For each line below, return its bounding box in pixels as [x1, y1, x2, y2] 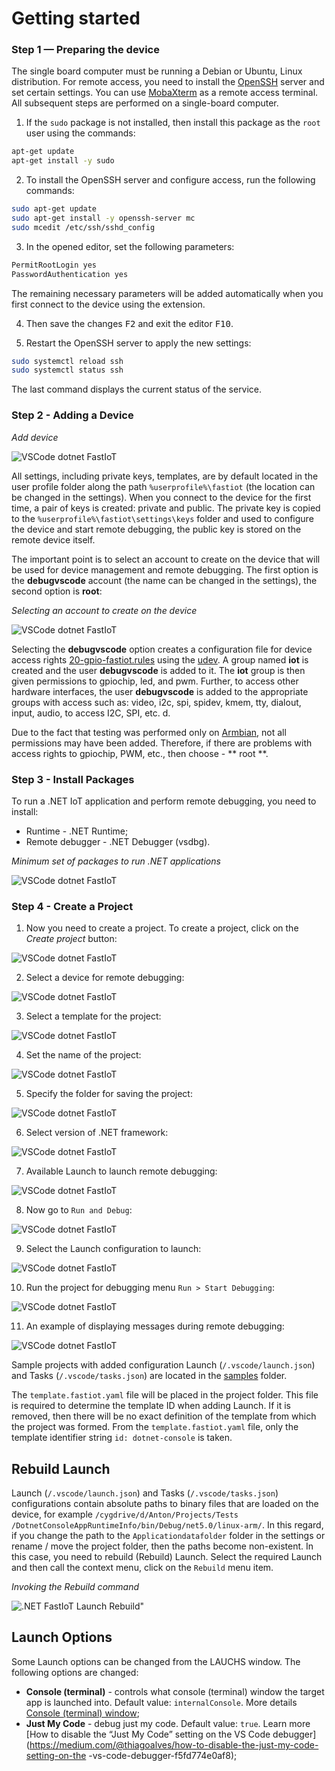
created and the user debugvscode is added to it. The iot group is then [11, 664, 306, 676]
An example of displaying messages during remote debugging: [25, 1320, 285, 1332]
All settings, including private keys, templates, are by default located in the [11, 470, 319, 482]
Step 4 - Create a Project [11, 899, 134, 913]
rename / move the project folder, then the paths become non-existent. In [11, 1540, 314, 1552]
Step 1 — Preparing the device [11, 43, 160, 57]
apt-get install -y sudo [11, 156, 115, 166]
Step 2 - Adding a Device [11, 408, 134, 422]
